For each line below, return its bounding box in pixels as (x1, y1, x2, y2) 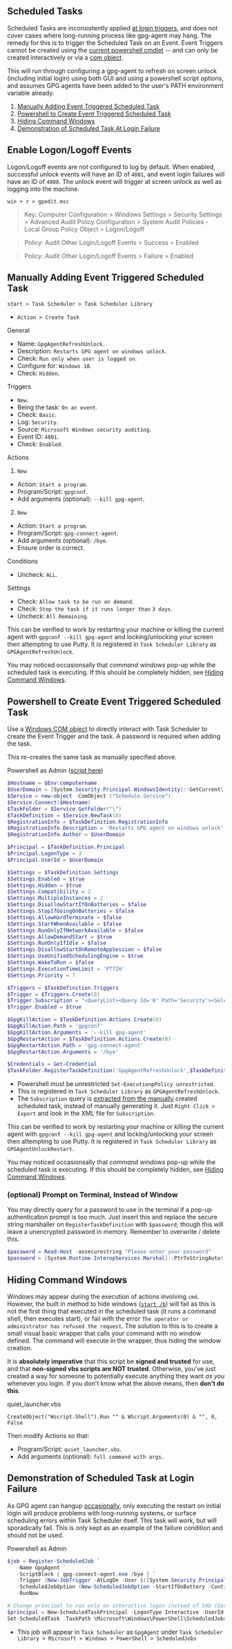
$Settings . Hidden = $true (7, 882, 81, 889)
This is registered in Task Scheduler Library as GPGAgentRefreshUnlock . (17, 1087, 220, 1096)
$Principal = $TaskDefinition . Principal (7, 844, 126, 851)
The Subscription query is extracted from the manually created (17, 1094, 198, 1103)
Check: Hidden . (17, 369, 60, 378)
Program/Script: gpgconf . (17, 488, 88, 496)
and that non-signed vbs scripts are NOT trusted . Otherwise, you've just (7, 1364, 216, 1372)
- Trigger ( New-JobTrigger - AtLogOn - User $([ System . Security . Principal (16, 1577, 227, 1584)
